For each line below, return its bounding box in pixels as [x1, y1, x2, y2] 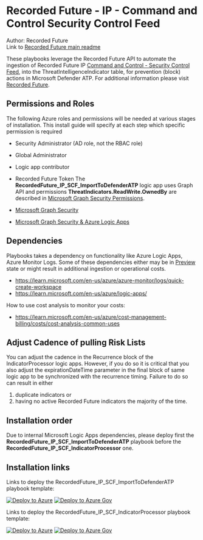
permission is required [6, 127, 63, 135]
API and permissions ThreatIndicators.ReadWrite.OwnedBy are [15, 188, 177, 195]
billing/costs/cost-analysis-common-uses [15, 319, 120, 327]
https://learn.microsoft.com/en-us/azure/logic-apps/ [15, 290, 147, 297]
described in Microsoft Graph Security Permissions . [15, 194, 145, 202]
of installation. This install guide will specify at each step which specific [6, 121, 185, 129]
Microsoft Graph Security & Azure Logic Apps [15, 218, 129, 226]
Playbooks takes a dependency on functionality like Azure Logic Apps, [6, 252, 183, 259]
